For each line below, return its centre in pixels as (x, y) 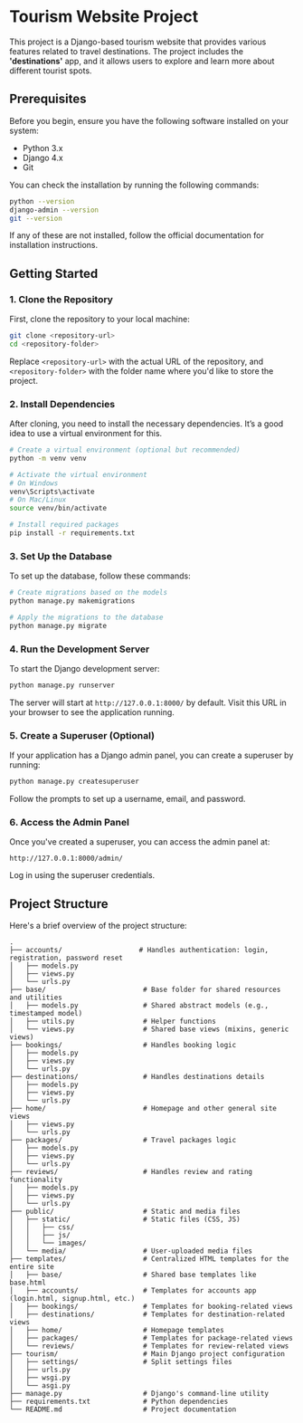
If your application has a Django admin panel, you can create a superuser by (151, 755)
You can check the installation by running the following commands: (134, 185)
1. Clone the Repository (61, 299)
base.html (28, 1283)
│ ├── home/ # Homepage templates (117, 1331)
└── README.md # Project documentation (123, 1409)
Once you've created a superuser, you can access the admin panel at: (140, 842)
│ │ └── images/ (48, 1243)
